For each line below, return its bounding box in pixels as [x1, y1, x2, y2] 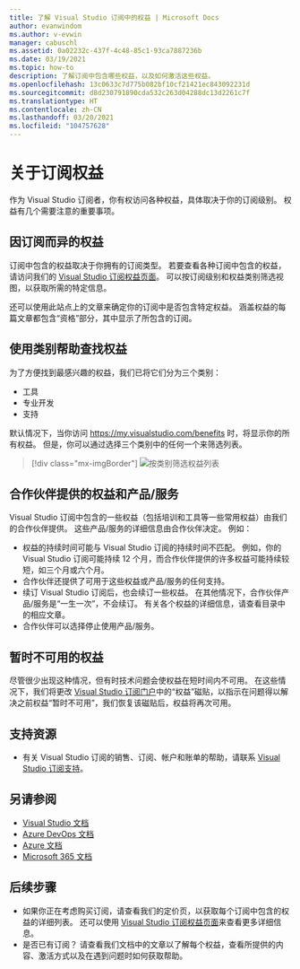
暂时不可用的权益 [9, 650, 104, 665]
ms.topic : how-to [9, 64, 74, 73]
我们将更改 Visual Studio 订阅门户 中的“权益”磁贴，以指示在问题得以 [32, 686, 281, 697]
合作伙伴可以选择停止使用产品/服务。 [21, 621, 159, 632]
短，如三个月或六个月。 [21, 564, 109, 575]
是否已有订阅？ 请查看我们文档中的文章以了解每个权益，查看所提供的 [21, 938, 276, 949]
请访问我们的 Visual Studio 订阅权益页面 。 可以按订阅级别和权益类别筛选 [9, 271, 276, 282]
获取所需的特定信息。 [32, 282, 112, 292]
